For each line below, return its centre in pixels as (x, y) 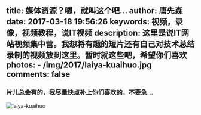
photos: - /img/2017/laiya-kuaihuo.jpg (79, 65)
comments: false (38, 74)
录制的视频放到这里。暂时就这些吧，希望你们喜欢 (97, 55)
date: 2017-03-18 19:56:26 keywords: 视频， (91, 22)
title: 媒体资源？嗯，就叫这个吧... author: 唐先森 (95, 11)
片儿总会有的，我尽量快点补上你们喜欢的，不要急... (80, 92)
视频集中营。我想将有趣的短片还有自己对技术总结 (104, 44)
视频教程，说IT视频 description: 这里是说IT (101, 33)
